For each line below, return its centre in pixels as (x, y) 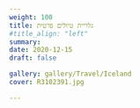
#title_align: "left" (49, 33)
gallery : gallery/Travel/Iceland (70, 74)
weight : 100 (31, 17)
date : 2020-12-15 (41, 50)
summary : (25, 42)
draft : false (33, 58)
